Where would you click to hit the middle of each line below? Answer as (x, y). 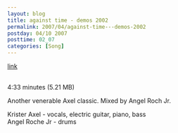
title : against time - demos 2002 (58, 20)
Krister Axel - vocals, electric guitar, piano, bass (77, 114)
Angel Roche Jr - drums (42, 122)
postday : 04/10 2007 (38, 33)
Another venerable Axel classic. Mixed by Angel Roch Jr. (89, 101)
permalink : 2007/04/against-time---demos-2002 (77, 27)
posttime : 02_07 (31, 40)
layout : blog (26, 14)
